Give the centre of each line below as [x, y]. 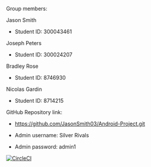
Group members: [27, 9]
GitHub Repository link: [34, 112]
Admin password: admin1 [45, 147]
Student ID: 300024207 [44, 55]
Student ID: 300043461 [43, 31]
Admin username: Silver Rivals [52, 135]
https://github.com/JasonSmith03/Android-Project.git [80, 124]
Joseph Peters [24, 43]
